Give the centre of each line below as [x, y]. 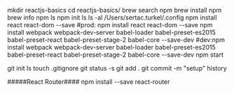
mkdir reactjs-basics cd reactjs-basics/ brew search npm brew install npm [115, 10]
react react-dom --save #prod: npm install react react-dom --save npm [110, 25]
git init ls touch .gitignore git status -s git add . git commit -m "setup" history [117, 68]
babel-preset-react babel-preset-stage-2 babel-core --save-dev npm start [116, 55]
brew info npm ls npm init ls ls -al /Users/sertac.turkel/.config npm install [112, 17]
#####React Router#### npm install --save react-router [89, 82]
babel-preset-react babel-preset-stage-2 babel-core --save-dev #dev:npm [116, 40]
